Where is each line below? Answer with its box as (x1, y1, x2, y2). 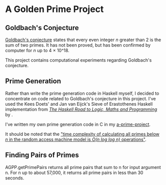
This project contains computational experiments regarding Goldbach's (5, 57, 152, 63)
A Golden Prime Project (5, 4, 104, 15)
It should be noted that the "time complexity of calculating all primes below (5, 131, 160, 137)
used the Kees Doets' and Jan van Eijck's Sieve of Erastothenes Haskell (5, 101, 153, 107)
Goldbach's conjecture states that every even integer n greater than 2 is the (5, 37, 161, 43)
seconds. (5, 174, 24, 181)
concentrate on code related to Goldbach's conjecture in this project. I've (5, 95, 156, 101)
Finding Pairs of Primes (5, 151, 79, 159)
